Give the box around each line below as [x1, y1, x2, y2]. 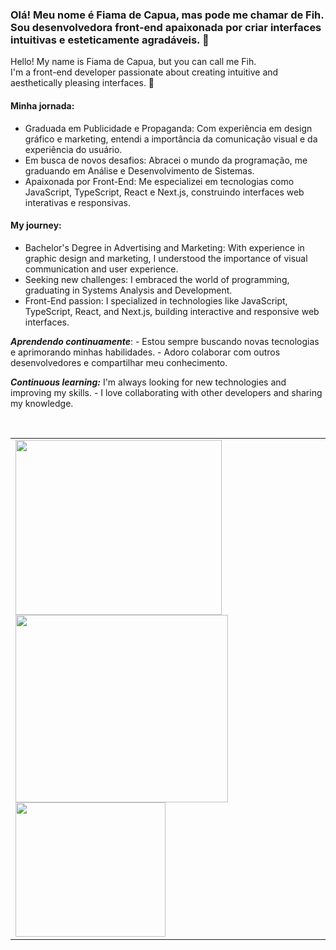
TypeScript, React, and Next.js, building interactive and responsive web [24, 305, 320, 317]
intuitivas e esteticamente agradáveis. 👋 [10, 33, 210, 47]
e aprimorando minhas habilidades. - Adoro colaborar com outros [10, 346, 281, 358]
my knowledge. [10, 397, 74, 409]
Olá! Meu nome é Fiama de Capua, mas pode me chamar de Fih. [10, 8, 325, 22]
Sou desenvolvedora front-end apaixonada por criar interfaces [10, 20, 322, 34]
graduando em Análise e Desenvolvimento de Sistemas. [24, 164, 255, 177]
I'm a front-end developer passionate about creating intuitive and [10, 66, 279, 78]
